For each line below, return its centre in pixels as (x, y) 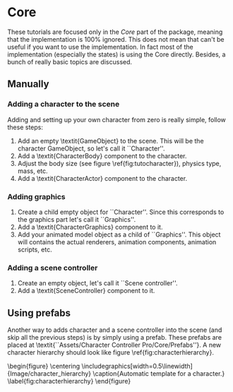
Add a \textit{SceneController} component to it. (86, 291)
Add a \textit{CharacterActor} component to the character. (102, 178)
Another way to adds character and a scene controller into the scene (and (115, 330)
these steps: (25, 127)
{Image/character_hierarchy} (49, 374)
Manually (28, 84)
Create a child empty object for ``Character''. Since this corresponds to (121, 212)
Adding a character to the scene (64, 105)
